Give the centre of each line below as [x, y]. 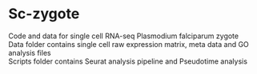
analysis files [30, 53]
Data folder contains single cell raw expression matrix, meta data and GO [129, 44]
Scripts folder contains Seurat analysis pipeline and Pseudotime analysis [128, 61]
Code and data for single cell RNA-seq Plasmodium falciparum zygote [123, 36]
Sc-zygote [44, 14]
